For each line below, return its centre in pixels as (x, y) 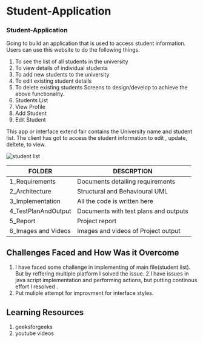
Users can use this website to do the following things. (73, 50)
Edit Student (31, 120)
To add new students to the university (62, 75)
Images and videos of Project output (129, 231)
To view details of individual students (61, 68)
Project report (97, 221)
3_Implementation (35, 201)
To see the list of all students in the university (72, 61)
